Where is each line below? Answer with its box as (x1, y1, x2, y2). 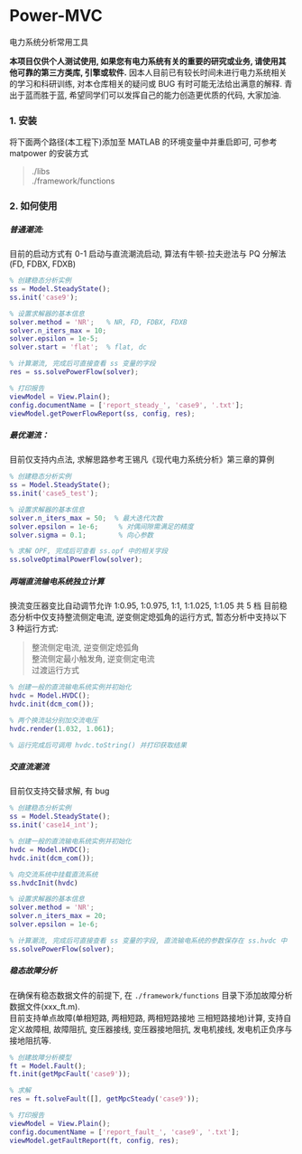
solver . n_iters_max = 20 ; (9, 912, 106, 921)
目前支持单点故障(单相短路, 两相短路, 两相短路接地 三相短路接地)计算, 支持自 (9, 1012, 292, 1023)
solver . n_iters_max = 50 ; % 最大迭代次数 (9, 513, 163, 522)
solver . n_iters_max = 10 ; (9, 326, 106, 335)
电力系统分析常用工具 (9, 36, 88, 47)
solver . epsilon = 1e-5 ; (9, 334, 99, 343)
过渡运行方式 (31, 665, 79, 676)
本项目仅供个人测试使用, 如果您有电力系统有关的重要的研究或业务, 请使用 (9, 55, 279, 66)
